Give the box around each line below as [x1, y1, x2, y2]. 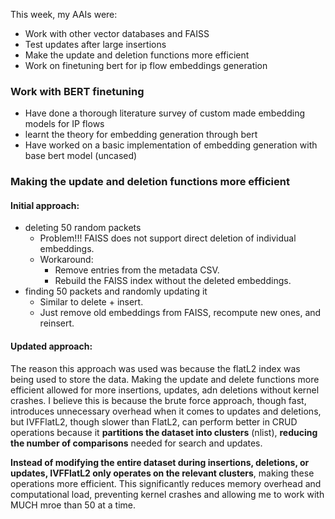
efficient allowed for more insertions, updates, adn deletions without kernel [10, 384, 320, 396]
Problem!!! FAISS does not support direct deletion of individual [39, 232, 297, 244]
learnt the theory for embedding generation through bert [24, 129, 258, 141]
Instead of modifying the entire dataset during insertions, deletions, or [10, 456, 310, 468]
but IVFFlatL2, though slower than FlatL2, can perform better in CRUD [10, 415, 298, 428]
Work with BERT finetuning [10, 84, 145, 98]
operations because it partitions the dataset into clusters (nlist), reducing [10, 426, 318, 438]
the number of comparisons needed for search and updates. [10, 437, 263, 449]
